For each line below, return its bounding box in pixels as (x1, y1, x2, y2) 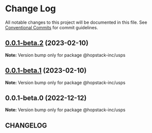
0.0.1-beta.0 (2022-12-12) (5, 93, 87, 102)
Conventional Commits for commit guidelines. (5, 24, 98, 30)
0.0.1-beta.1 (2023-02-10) (5, 66, 87, 75)
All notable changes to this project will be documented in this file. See (5, 19, 148, 25)
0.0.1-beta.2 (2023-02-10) (5, 39, 89, 47)
